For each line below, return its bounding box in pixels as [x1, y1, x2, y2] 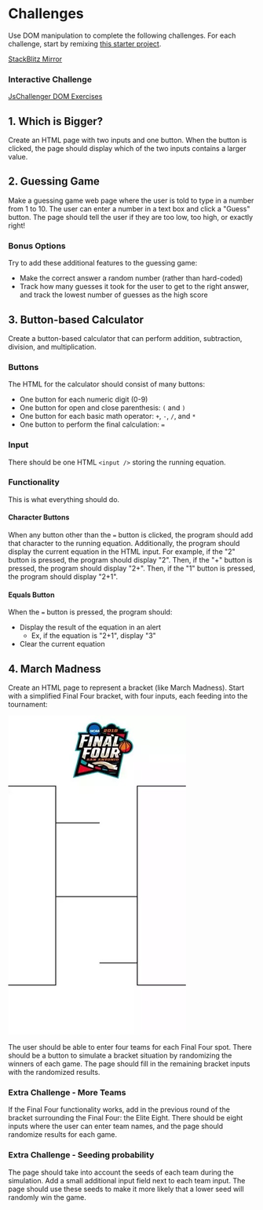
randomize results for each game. [8, 1130, 118, 1139]
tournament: [8, 700, 49, 709]
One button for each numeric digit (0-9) [19, 394, 148, 405]
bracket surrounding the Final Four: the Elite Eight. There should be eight [8, 1113, 243, 1123]
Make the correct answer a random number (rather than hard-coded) [19, 273, 243, 283]
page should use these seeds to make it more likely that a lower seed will [8, 1184, 245, 1193]
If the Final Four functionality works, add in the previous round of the [8, 1105, 230, 1114]
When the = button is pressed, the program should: [8, 607, 173, 617]
